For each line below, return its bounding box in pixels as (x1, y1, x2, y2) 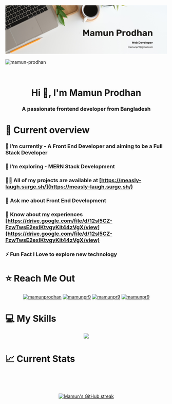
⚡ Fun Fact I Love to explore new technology (5, 251, 117, 258)
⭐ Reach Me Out (5, 273, 75, 285)
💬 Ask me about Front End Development (5, 197, 106, 204)
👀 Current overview (5, 125, 90, 136)
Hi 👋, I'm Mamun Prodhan (31, 87, 142, 99)
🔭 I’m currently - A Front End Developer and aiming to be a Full (5, 143, 163, 150)
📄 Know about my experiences (5, 211, 83, 218)
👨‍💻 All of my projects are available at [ (5, 177, 102, 184)
